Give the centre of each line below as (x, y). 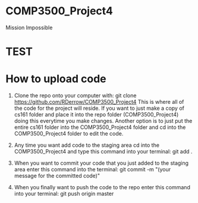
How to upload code (56, 79)
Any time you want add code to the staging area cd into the (87, 145)
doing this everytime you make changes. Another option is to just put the (103, 121)
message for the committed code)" (57, 176)
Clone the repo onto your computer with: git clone (75, 96)
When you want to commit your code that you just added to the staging (101, 163)
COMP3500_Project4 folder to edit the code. (69, 134)
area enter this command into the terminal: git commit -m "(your (92, 170)
